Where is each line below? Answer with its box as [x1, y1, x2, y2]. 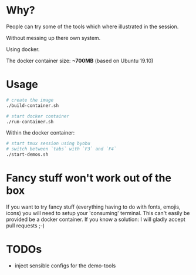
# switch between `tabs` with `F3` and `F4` [6, 146, 117, 152]
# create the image [6, 97, 54, 103]
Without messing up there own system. [6, 34, 101, 41]
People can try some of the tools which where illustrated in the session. [6, 23, 179, 30]
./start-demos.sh [6, 152, 49, 157]
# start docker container [6, 113, 69, 119]
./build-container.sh [6, 102, 59, 109]
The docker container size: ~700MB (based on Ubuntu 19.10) [6, 57, 154, 64]
